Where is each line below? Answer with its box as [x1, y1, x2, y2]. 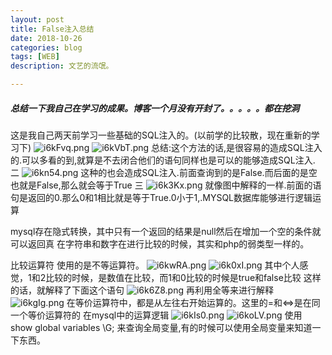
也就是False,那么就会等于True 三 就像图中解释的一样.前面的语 [10, 179, 322, 191]
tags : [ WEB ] [10, 52, 60, 62]
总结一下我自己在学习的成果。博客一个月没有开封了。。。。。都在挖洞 [10, 102, 300, 114]
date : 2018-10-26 [10, 33, 83, 43]
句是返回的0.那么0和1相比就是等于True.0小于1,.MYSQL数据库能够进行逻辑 [10, 191, 313, 203]
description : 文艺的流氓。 [10, 61, 114, 71]
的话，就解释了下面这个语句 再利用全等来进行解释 [10, 284, 274, 296]
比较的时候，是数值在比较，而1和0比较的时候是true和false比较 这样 [45, 271, 322, 283]
